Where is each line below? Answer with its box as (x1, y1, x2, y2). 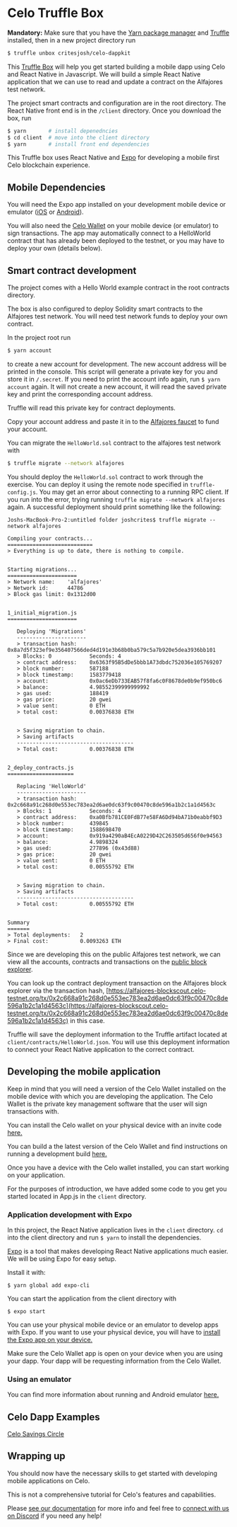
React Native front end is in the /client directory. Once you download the (7, 106, 221, 115)
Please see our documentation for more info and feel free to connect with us (7, 1504, 229, 1512)
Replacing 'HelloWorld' (16, 782, 87, 790)
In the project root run (7, 333, 71, 342)
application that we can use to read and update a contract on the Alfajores (7, 77, 224, 86)
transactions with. (7, 1106, 59, 1116)
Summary (7, 919, 30, 926)
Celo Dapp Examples (7, 1411, 100, 1423)
